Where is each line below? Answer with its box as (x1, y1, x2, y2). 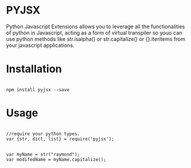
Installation (6, 62, 62, 76)
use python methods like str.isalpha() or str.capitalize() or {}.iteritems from (6, 35, 186, 42)
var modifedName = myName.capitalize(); (6, 156, 107, 162)
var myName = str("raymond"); (6, 151, 81, 157)
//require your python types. (6, 130, 81, 137)
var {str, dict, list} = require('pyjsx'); (6, 136, 115, 142)
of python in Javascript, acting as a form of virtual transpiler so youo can (6, 29, 183, 36)
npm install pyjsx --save (6, 86, 69, 93)
